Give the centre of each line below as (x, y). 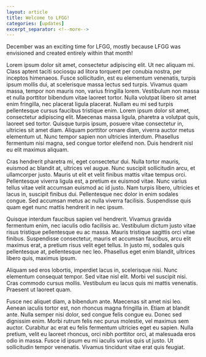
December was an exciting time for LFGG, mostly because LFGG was (93, 47)
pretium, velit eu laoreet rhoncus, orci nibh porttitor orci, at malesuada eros (101, 334)
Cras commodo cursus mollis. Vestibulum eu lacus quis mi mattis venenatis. (102, 283)
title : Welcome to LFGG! (38, 18)
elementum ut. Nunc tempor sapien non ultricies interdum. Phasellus (93, 137)
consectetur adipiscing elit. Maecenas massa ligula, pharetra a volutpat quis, (103, 117)
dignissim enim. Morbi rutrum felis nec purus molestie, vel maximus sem (97, 321)
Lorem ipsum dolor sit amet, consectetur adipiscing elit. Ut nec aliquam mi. (101, 65)
